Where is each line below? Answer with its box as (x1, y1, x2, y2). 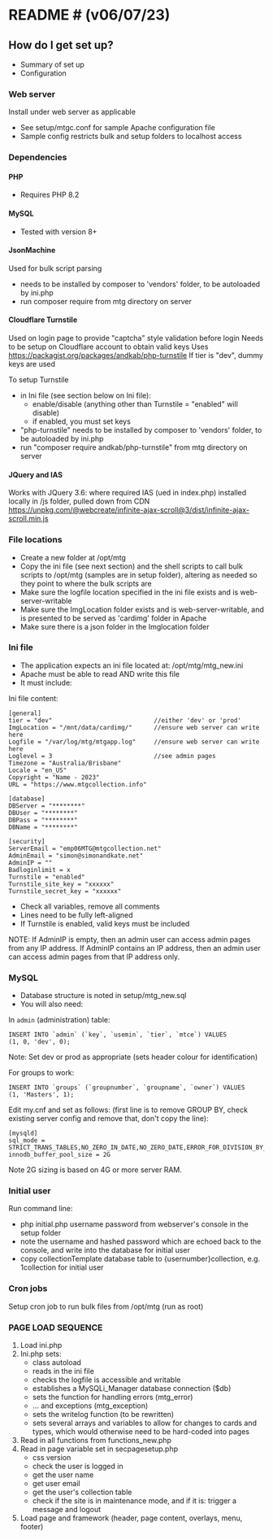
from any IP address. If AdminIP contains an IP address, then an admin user (8, 943, 262, 953)
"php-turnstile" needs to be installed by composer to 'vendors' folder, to (19, 425, 262, 435)
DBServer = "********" (8, 801, 85, 810)
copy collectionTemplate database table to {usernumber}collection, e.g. (19, 1254, 261, 1264)
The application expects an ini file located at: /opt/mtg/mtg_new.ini (19, 661, 244, 670)
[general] (8, 709, 42, 717)
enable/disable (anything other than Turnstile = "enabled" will (32, 399, 238, 409)
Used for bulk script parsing (8, 263, 102, 273)
